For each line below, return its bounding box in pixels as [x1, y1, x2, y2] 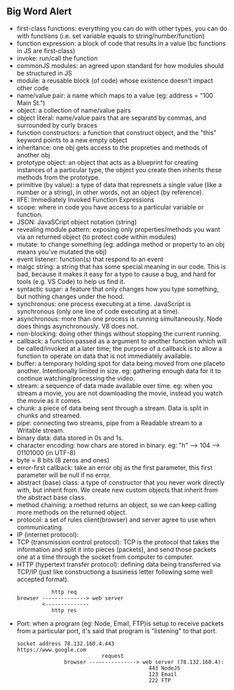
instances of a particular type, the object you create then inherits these [16, 165, 222, 174]
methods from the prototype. [16, 173, 101, 181]
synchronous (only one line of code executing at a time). [16, 307, 180, 315]
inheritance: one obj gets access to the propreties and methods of [16, 143, 208, 151]
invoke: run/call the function [16, 54, 98, 62]
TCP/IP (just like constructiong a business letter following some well [16, 567, 213, 576]
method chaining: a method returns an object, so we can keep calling [16, 500, 216, 509]
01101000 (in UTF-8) [16, 448, 76, 457]
